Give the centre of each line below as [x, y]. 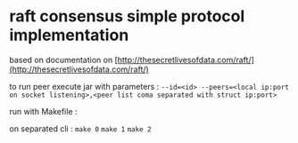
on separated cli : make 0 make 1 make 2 [80, 128]
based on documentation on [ [63, 60]
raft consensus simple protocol [127, 16]
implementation [69, 35]
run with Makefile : [43, 111]
